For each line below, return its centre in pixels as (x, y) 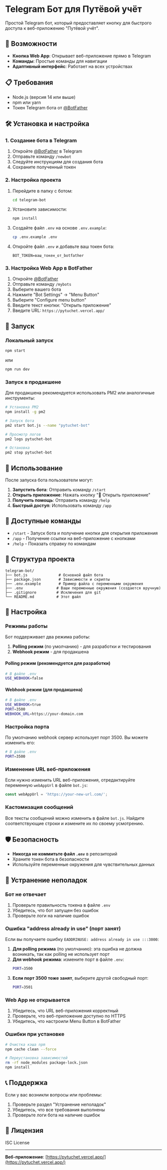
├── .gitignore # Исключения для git (53, 592)
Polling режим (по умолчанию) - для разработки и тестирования (82, 646)
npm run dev (17, 369)
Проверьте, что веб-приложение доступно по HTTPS (69, 1016)
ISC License (17, 1142)
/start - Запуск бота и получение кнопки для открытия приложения (85, 533)
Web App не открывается (38, 1000)
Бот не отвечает (26, 894)
